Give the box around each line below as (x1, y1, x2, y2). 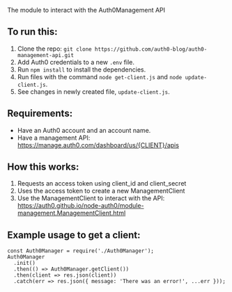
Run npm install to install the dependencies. (17, 65, 146, 74)
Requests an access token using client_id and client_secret (17, 179, 187, 188)
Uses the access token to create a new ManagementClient (17, 187, 185, 195)
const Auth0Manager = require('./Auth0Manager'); (7, 248, 155, 254)
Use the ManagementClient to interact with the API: (17, 194, 165, 202)
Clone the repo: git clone (17, 44, 92, 53)
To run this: (7, 26, 58, 38)
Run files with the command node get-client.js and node (17, 72, 183, 81)
